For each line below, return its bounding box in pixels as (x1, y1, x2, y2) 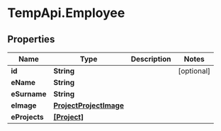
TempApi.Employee (7, 5, 125, 21)
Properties (7, 33, 55, 45)
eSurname (11, 89, 47, 98)
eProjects (11, 112, 44, 122)
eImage (11, 101, 37, 110)
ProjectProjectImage (52, 101, 124, 110)
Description (130, 55, 171, 64)
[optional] (178, 66, 211, 76)
